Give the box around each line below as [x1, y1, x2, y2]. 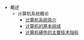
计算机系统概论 [17, 10, 49, 16]
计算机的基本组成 [25, 23, 61, 29]
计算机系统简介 [25, 17, 57, 22]
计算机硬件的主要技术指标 [25, 29, 79, 35]
